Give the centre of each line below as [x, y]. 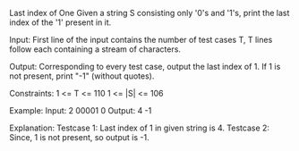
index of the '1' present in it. [60, 22]
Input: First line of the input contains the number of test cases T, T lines [141, 40]
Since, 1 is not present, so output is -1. [79, 137]
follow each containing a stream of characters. [95, 49]
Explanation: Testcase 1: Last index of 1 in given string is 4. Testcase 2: [140, 128]
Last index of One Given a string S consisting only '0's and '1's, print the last [149, 13]
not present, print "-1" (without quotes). [82, 76]
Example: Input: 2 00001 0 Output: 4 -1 [81, 110]
